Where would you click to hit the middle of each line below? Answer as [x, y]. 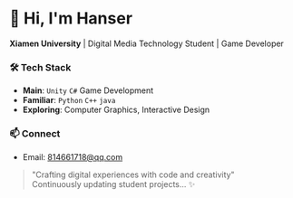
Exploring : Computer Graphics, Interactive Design [116, 110]
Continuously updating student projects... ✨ [113, 184]
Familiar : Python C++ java [69, 100]
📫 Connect [35, 134]
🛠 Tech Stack [40, 67]
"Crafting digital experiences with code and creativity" [133, 174]
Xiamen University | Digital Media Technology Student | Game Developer [146, 43]
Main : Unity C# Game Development [88, 90]
